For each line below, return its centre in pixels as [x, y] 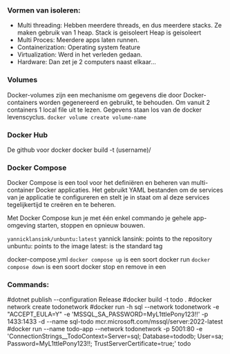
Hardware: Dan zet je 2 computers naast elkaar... [87, 62]
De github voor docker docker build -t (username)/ [79, 150]
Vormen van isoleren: [44, 10]
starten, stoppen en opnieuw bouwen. [91, 226]
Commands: [28, 285]
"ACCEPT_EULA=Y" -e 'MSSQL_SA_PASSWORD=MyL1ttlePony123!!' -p [108, 314]
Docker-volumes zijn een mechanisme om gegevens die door [94, 95]
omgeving [21, 226]
